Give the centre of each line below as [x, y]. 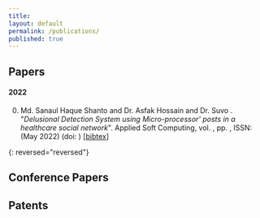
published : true [36, 39]
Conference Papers [58, 178]
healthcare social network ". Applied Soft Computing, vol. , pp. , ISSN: [136, 128]
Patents [28, 205]
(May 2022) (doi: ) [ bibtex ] [65, 136]
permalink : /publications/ [54, 31]
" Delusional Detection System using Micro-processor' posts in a [128, 119]
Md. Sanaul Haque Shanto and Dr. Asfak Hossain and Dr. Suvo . [126, 110]
